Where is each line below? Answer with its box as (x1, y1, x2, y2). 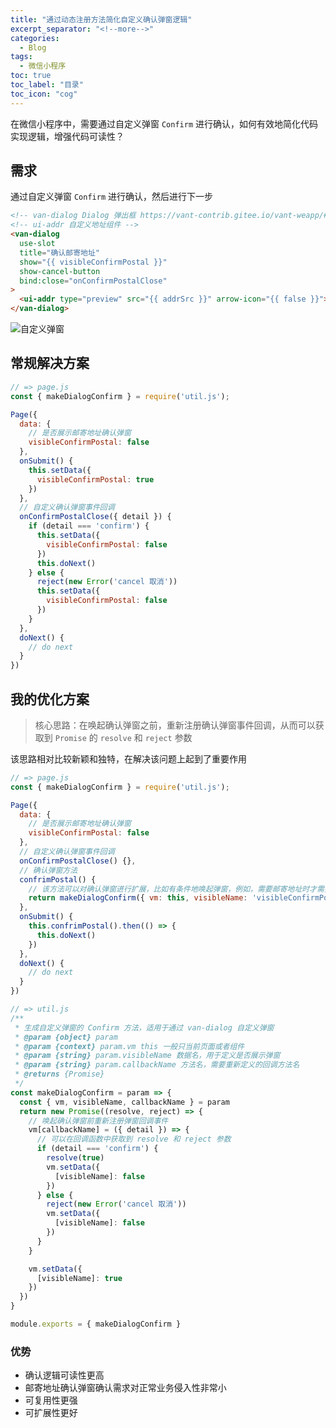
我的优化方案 (10, 691, 90, 708)
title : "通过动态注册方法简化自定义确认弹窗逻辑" (10, 14, 193, 25)
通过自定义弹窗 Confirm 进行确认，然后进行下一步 (10, 191, 213, 203)
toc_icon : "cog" (10, 89, 78, 99)
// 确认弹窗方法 (19, 865, 78, 875)
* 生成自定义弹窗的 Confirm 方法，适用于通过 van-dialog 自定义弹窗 (14, 1022, 275, 1033)
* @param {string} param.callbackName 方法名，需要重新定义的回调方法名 (14, 1060, 300, 1070)
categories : (10, 33, 60, 43)
